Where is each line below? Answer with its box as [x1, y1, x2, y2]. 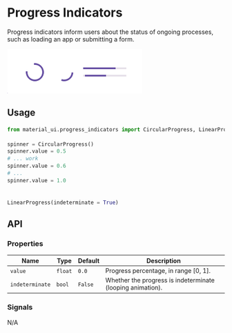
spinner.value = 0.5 [7, 148, 67, 155]
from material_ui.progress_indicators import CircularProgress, [7, 126, 196, 133]
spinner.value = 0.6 [7, 162, 67, 170]
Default [77, 256, 100, 265]
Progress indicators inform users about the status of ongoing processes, [7, 28, 214, 36]
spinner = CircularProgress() [7, 140, 95, 148]
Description [146, 256, 181, 265]
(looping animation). [105, 283, 163, 292]
